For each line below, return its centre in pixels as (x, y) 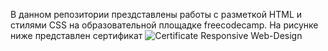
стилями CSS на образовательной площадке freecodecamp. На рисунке (164, 25)
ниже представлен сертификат (76, 35)
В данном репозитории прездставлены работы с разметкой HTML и (156, 14)
